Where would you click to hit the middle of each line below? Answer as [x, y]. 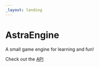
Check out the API [24, 59]
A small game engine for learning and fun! [50, 49]
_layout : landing [24, 10]
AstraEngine [32, 35]
